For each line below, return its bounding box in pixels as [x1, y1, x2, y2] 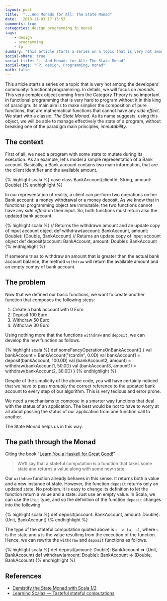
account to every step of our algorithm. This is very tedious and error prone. [5, 388, 161, 394]
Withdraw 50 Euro [12, 317, 50, 323]
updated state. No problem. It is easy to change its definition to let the [5, 486, 148, 492]
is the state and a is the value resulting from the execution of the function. [5, 532, 157, 538]
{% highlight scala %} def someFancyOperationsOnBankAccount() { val [5, 347, 152, 353]
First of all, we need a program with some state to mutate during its [5, 151, 143, 157]
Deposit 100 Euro [12, 312, 48, 318]
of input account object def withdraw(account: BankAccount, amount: [5, 228, 148, 234]
